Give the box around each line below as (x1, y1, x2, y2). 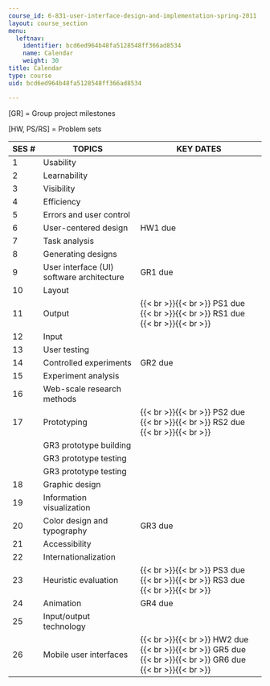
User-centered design (43, 222, 129, 233)
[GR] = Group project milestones (8, 108, 116, 118)
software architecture (43, 271, 125, 283)
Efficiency (43, 196, 81, 207)
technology (43, 621, 86, 632)
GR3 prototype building (43, 440, 131, 451)
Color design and (43, 514, 108, 526)
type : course (8, 72, 52, 80)
